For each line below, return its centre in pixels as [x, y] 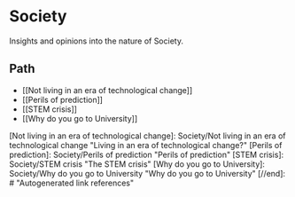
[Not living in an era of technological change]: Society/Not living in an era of [147, 136]
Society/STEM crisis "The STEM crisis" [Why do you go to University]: [137, 164]
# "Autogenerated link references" [72, 183]
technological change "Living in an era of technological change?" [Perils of [146, 145]
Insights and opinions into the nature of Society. [97, 41]
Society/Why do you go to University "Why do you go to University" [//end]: [147, 173]
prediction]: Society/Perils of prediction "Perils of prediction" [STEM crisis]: [147, 154]
